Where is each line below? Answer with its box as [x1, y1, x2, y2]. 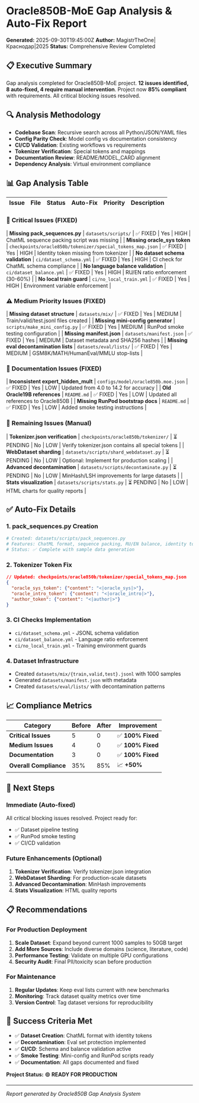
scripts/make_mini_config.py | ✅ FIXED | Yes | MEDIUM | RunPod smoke [6, 323, 185, 330]
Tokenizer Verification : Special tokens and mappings [14, 147, 146, 155]
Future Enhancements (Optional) [6, 854, 102, 863]
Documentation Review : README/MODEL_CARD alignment [14, 154, 161, 161]
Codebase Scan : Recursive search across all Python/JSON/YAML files [14, 129, 187, 136]
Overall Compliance [9, 762, 66, 770]
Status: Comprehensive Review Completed [50, 43, 156, 50]
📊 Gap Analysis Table [6, 178, 89, 188]
